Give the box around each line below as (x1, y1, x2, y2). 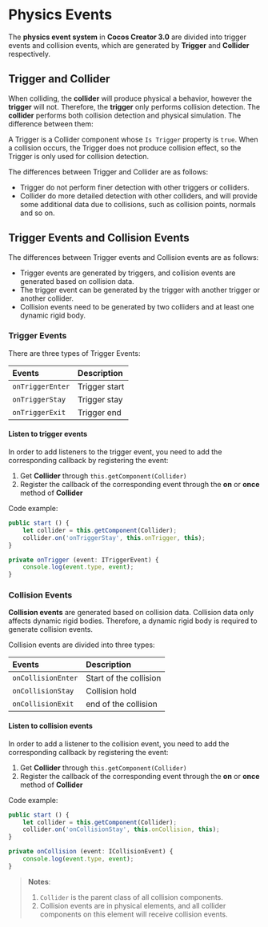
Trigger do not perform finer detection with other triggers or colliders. (19, 182, 250, 192)
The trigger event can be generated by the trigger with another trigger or (19, 285, 260, 294)
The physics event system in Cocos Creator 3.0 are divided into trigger (8, 32, 246, 42)
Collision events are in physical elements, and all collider (39, 901, 226, 910)
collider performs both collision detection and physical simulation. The (8, 110, 242, 120)
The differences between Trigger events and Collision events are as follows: (8, 252, 259, 262)
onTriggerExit (12, 408, 66, 417)
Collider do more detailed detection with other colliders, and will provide (19, 190, 258, 201)
